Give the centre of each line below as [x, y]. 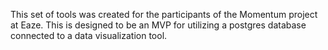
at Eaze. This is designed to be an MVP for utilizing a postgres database [158, 25]
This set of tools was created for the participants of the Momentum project [164, 14]
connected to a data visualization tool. [89, 35]
